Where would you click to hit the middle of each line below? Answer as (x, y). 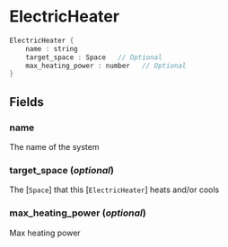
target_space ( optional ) (62, 170)
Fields (27, 102)
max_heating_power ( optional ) (78, 213)
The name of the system (54, 147)
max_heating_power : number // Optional (106, 66)
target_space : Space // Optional (94, 57)
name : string (52, 49)
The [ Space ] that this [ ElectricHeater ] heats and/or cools (114, 190)
